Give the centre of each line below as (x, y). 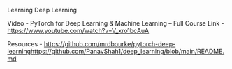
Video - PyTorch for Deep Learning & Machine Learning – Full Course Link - (116, 23)
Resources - (25, 44)
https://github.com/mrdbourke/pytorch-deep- (110, 44)
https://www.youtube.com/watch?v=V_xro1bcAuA (78, 31)
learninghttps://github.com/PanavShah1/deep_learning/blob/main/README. (116, 51)
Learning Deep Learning (42, 10)
